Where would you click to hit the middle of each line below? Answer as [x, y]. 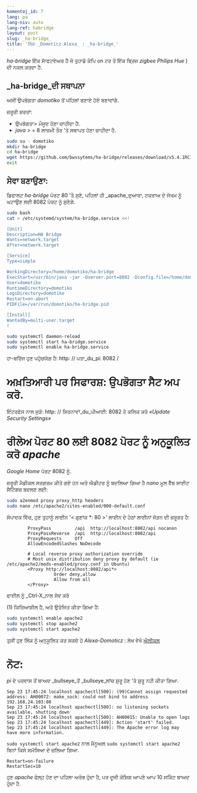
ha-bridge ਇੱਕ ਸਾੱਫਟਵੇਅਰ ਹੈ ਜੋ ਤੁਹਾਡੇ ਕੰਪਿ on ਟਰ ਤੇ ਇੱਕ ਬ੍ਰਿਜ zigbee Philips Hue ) [97, 61]
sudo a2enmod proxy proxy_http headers [55, 501]
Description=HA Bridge [34, 235]
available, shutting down [38, 712]
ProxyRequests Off [55, 539]
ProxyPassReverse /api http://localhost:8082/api [92, 533]
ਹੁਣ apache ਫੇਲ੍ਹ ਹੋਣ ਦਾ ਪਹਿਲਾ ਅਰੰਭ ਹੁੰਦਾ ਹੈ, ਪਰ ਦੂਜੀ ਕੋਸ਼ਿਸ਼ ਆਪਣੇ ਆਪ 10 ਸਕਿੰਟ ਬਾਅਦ [98, 777]
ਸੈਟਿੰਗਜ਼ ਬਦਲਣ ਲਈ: [27, 489]
